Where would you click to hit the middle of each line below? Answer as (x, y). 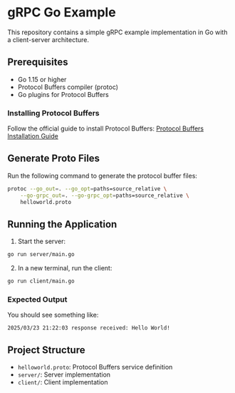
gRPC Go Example (62, 12)
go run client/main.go (41, 281)
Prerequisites (38, 62)
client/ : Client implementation (63, 382)
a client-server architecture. (48, 39)
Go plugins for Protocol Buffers (63, 94)
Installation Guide (33, 136)
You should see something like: (53, 315)
